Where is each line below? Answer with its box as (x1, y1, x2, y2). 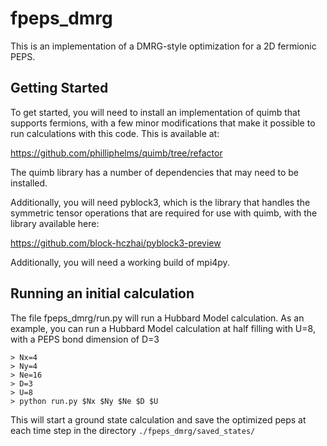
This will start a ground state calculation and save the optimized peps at (10, 413, 307, 426)
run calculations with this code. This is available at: (10, 127, 220, 139)
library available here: (10, 217, 100, 229)
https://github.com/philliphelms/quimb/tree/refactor (10, 147, 223, 159)
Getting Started (10, 80, 109, 97)
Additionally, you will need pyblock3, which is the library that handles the (10, 196, 311, 208)
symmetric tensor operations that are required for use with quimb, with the (10, 207, 318, 219)
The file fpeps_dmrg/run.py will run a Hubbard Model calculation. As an (10, 312, 305, 324)
